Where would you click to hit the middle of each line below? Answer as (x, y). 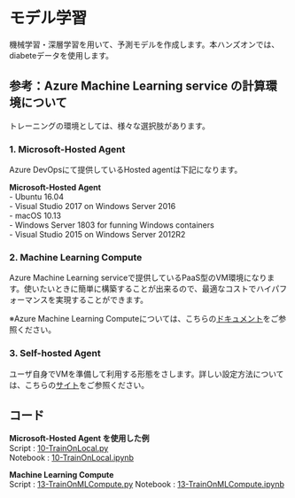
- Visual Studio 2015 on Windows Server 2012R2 (97, 235)
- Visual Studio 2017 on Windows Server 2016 (93, 206)
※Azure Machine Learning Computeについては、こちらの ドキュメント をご (144, 319)
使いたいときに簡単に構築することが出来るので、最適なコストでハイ (147, 289)
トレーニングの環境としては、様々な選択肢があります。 (109, 126)
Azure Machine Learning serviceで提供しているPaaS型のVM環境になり (138, 278)
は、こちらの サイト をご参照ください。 (79, 385)
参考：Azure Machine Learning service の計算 (137, 86)
